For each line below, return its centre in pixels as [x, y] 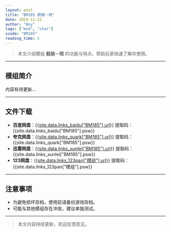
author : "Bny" [20, 24]
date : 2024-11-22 [24, 19]
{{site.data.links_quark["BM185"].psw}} [54, 142]
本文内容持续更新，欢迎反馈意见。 [53, 224]
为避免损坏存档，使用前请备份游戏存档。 [55, 202]
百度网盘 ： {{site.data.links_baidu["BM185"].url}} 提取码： [73, 125]
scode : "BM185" [21, 34]
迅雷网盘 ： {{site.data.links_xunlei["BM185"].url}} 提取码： [73, 148]
